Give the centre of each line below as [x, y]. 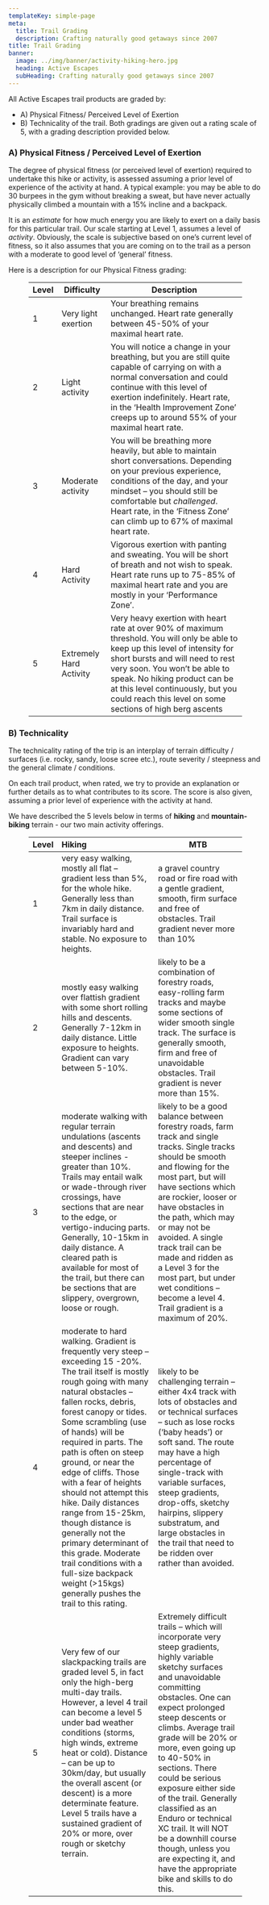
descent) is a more [97, 1794]
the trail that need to [196, 1544]
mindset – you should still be [164, 491]
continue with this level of [159, 386]
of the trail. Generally [198, 1798]
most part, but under [197, 1278]
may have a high [189, 1452]
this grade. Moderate [101, 1553]
